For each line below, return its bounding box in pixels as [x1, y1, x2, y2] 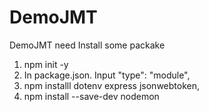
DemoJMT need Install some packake [9, 39, 166, 51]
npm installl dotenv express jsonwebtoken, [23, 79, 200, 91]
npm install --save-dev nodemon [23, 90, 160, 102]
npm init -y [23, 58, 69, 70]
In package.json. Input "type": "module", [23, 69, 191, 81]
